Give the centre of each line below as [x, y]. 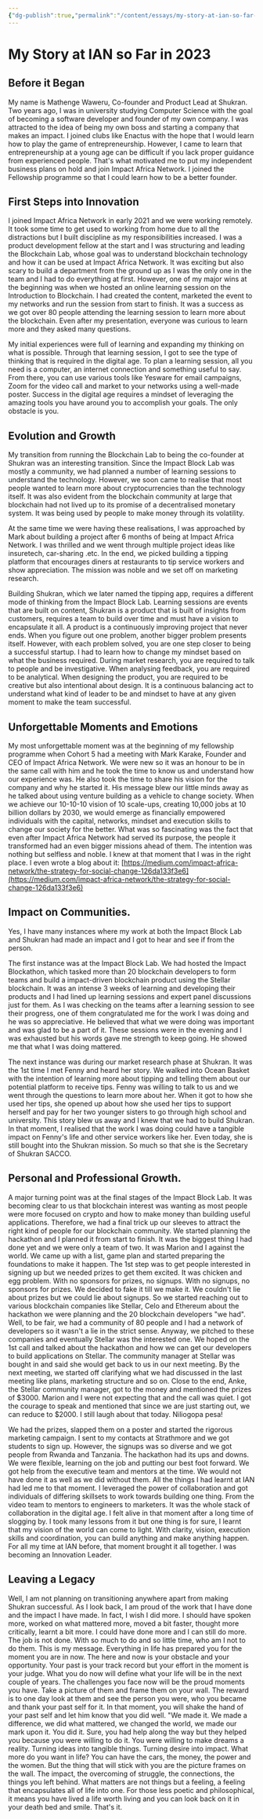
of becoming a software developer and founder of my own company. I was [128, 119]
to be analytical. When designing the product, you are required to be [118, 677]
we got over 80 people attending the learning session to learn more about [127, 313]
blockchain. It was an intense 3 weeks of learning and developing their [122, 988]
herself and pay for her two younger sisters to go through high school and [127, 1111]
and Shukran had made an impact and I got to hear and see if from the [121, 939]
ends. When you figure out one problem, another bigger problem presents [127, 635]
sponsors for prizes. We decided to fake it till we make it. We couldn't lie [124, 1289]
